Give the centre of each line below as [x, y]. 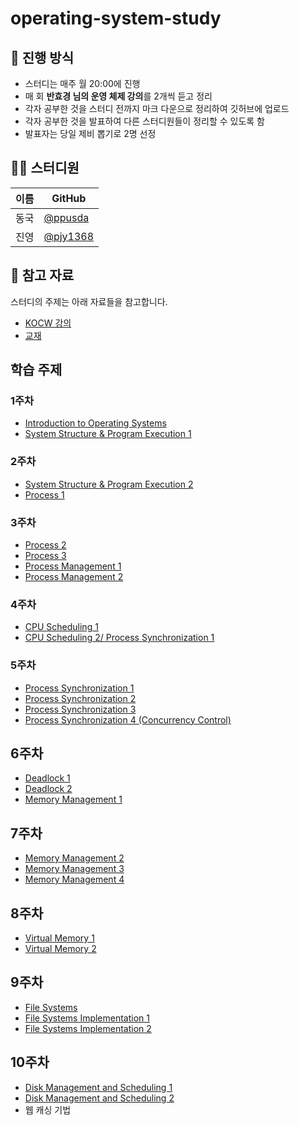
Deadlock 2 [48, 789]
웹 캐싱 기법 [48, 1109]
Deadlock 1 [47, 778]
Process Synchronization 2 [80, 698]
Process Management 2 [74, 576]
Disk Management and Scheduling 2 [99, 1098]
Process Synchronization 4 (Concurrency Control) [128, 719]
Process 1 [44, 494]
